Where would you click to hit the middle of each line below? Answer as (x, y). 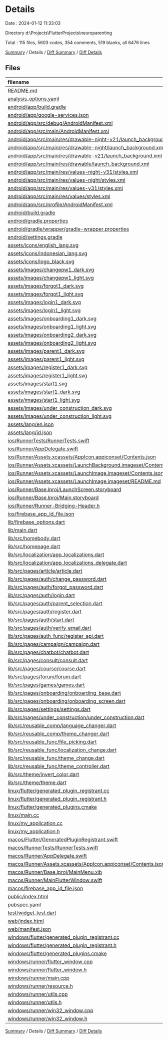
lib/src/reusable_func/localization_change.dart (62, 750)
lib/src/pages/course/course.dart (47, 668)
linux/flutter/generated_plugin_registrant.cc (59, 791)
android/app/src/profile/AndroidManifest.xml (60, 204)
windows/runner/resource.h (40, 986)
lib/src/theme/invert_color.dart (43, 774)
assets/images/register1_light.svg (47, 375)
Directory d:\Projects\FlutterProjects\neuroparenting (59, 33)
